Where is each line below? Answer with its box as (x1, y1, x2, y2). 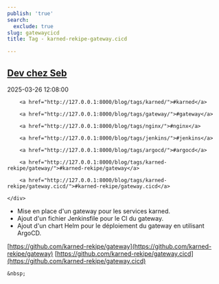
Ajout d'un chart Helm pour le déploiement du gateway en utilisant (16, 221, 205, 230)
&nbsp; (7, 270, 26, 277)
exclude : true (13, 23, 54, 30)
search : (7, 17, 30, 23)
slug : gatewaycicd (7, 29, 60, 36)
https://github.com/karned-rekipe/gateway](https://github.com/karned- (9, 242, 212, 250)
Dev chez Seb (7, 67, 67, 79)
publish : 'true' (7, 10, 54, 17)
